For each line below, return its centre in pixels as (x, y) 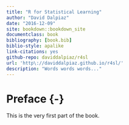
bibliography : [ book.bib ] (39, 40)
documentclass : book (33, 35)
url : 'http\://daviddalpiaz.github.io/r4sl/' (65, 63)
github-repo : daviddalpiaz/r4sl (47, 57)
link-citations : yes (33, 52)
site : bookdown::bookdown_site (46, 29)
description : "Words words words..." (54, 69)
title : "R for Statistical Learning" (54, 12)
